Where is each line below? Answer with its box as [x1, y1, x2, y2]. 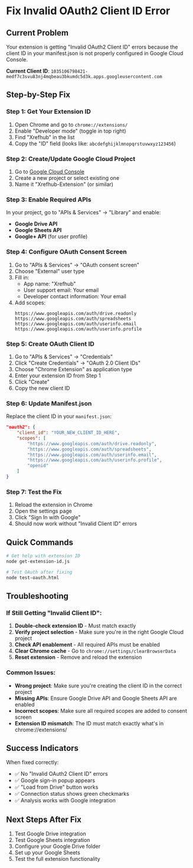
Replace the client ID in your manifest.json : [6, 413, 112, 420]
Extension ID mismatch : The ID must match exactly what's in [14, 719, 164, 726]
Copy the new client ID [14, 384, 70, 391]
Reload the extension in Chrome [14, 501, 93, 509]
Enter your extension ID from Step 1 [14, 372, 102, 379]
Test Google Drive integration [14, 830, 87, 837]
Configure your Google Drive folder [14, 843, 101, 850]
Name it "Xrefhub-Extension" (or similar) [14, 181, 114, 188]
